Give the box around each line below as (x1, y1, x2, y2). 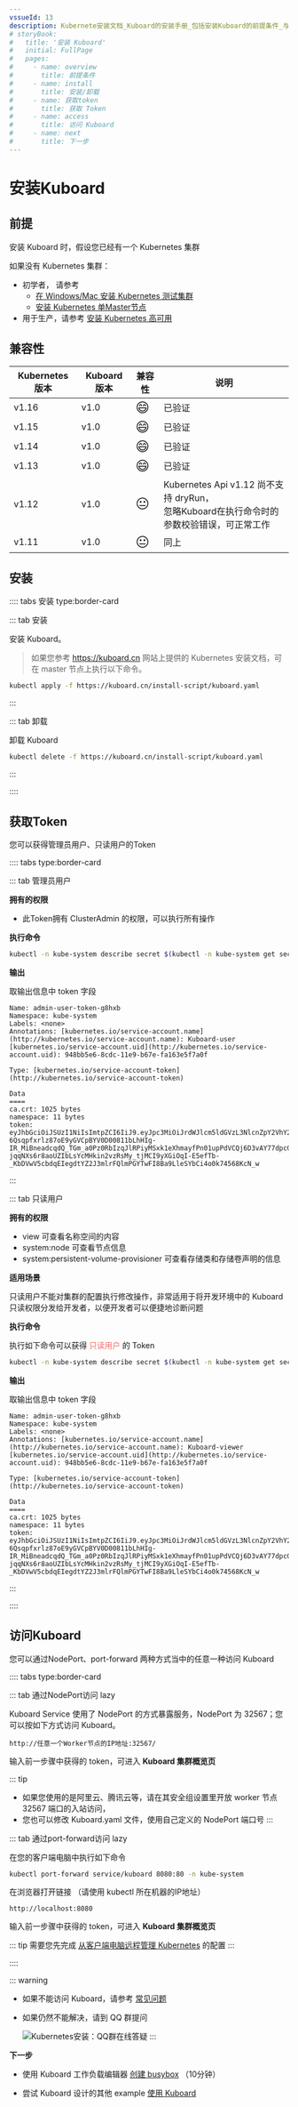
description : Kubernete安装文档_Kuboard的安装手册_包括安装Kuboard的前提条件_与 (9, 21, 290, 30)
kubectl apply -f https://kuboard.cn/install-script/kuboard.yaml (9, 681, 260, 690)
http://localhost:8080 (9, 1904, 93, 1913)
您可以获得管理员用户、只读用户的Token (9, 839, 157, 849)
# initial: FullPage (9, 46, 93, 55)
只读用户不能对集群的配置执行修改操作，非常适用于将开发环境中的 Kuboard (9, 1291, 284, 1301)
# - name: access (9, 112, 90, 121)
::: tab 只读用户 (9, 1193, 64, 1203)
